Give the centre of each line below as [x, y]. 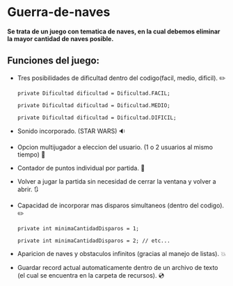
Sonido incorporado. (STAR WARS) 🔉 [71, 131]
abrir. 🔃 [28, 189]
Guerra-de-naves [59, 12]
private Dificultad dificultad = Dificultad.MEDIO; [94, 105]
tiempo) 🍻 [31, 154]
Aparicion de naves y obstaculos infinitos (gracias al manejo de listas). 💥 [121, 253]
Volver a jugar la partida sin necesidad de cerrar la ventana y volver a [117, 181]
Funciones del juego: [53, 61]
